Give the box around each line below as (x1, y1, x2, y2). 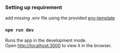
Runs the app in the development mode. (5, 37, 87, 43)
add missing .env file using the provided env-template (5, 15, 116, 21)
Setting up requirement (5, 4, 62, 11)
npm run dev (5, 27, 34, 33)
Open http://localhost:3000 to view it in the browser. (5, 42, 112, 48)
